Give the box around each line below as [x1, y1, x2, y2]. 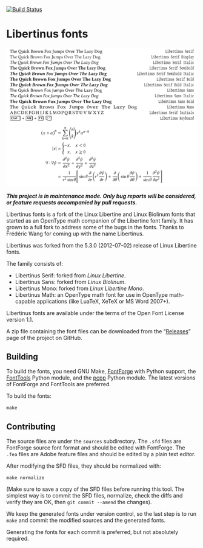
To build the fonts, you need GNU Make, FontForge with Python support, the [6, 368, 196, 375]
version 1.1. [6, 316, 33, 323]
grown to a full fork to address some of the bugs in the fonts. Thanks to [6, 223, 184, 231]
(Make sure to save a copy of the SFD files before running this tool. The [6, 485, 185, 493]
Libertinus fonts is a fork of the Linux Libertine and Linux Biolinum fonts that [6, 210, 196, 218]
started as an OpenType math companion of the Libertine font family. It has [6, 217, 194, 224]
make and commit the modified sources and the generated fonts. [6, 517, 165, 524]
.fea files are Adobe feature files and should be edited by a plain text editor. [6, 451, 196, 458]
